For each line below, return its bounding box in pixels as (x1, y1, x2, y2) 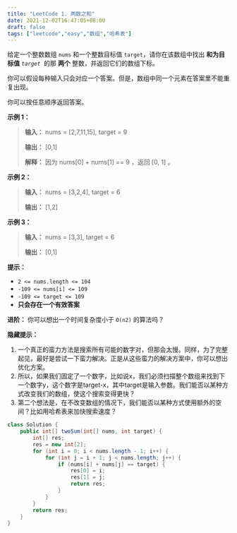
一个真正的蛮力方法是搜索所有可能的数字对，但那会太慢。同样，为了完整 (17, 345, 228, 354)
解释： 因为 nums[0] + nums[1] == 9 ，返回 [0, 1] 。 (24, 158, 174, 167)
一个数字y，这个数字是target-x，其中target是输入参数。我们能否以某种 (17, 381, 222, 389)
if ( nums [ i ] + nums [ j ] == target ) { (57, 460, 166, 468)
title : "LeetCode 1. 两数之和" (7, 10, 95, 18)
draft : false (7, 23, 46, 30)
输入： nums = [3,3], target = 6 (24, 233, 115, 241)
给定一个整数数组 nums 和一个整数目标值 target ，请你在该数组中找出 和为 (7, 50, 219, 59)
